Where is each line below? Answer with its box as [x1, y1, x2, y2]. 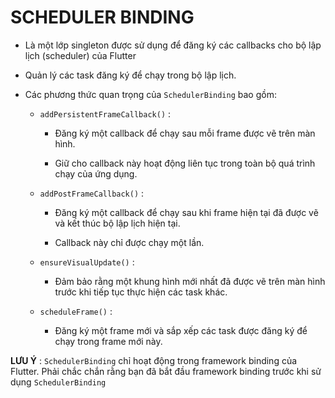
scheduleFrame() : [39, 305, 113, 317]
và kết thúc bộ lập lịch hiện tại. [54, 217, 181, 229]
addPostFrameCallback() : [39, 187, 145, 199]
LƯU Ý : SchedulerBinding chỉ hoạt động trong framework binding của [10, 354, 298, 366]
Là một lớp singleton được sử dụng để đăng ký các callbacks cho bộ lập [24, 39, 322, 51]
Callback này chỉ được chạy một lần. [54, 236, 205, 248]
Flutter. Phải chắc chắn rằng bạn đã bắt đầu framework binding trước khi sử [10, 365, 322, 377]
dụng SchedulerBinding [10, 376, 107, 388]
